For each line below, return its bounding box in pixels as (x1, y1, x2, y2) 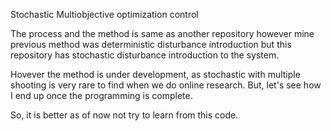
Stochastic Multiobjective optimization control (10, 9, 199, 20)
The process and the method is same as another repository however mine (10, 28, 315, 39)
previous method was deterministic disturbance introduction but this (10, 39, 292, 50)
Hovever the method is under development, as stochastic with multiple (10, 69, 301, 80)
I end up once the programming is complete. (10, 90, 193, 101)
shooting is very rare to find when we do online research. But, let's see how (10, 79, 322, 91)
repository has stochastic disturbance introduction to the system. (10, 49, 280, 61)
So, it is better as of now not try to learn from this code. (10, 109, 239, 121)
